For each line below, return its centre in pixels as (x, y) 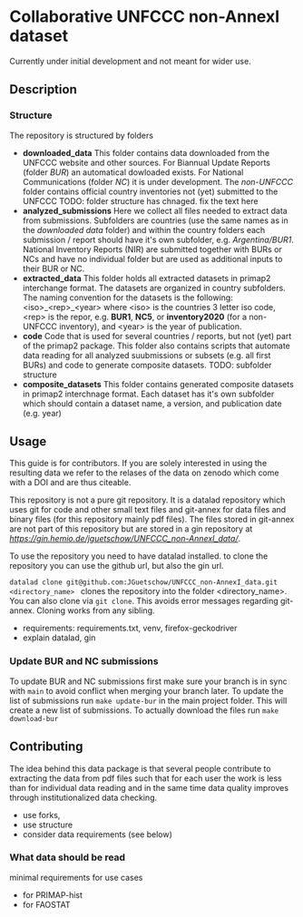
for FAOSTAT (46, 904)
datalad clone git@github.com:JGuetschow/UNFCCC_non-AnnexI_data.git (144, 582)
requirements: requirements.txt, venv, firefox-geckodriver (130, 629)
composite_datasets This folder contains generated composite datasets (158, 384)
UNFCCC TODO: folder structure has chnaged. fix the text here (140, 200)
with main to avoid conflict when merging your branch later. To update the (147, 690)
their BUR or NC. (54, 268)
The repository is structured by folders (82, 135)
